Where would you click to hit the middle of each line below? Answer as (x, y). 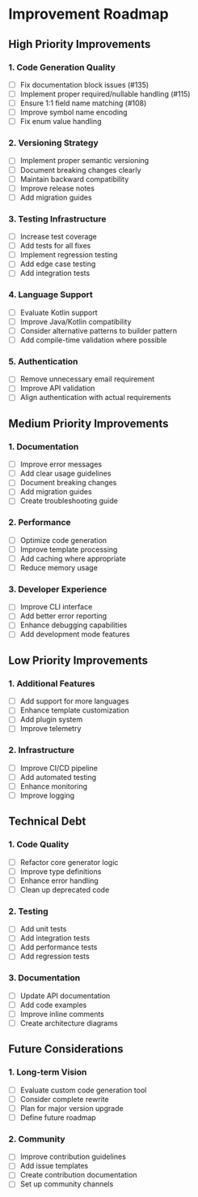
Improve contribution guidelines (73, 1156)
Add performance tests (59, 947)
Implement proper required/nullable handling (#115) (105, 93)
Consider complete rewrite (64, 1099)
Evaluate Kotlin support (59, 312)
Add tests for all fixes (55, 246)
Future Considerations (66, 1049)
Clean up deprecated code (65, 889)
